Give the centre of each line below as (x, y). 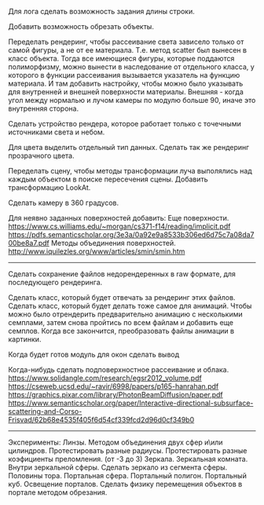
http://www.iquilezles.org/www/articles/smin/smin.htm (97, 251)
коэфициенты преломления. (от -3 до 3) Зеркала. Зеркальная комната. (128, 459)
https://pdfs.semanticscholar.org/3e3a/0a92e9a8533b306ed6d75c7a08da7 (131, 234)
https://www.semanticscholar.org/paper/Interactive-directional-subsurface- (131, 403)
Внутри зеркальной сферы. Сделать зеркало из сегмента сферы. (118, 467)
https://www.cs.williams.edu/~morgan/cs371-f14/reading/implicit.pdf (119, 226)
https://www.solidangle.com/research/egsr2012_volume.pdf (105, 378)
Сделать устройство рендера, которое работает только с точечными (125, 124)
